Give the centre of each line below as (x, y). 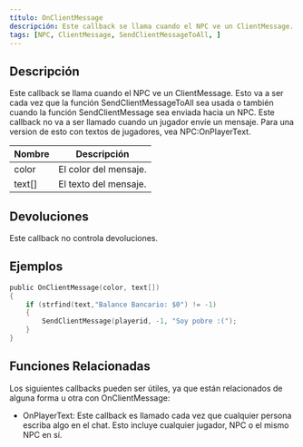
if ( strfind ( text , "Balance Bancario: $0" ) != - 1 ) (122, 305)
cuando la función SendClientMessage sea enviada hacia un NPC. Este (142, 112)
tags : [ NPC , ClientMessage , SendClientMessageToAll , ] (115, 34)
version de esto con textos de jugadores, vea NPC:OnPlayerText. (130, 131)
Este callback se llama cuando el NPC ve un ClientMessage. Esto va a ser (147, 93)
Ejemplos (36, 267)
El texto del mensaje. (103, 184)
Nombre (32, 154)
